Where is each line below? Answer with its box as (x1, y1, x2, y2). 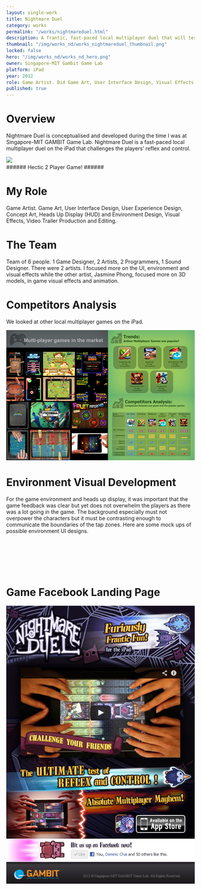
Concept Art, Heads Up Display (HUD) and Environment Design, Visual (6, 211, 180, 218)
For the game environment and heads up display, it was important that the (6, 495, 188, 502)
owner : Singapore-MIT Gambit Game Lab (6, 60, 103, 66)
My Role (6, 185, 48, 198)
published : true (6, 86, 47, 92)
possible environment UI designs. (6, 527, 89, 534)
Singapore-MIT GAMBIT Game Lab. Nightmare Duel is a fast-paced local (6, 139, 185, 146)
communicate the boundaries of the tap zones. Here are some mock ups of (6, 521, 191, 528)
